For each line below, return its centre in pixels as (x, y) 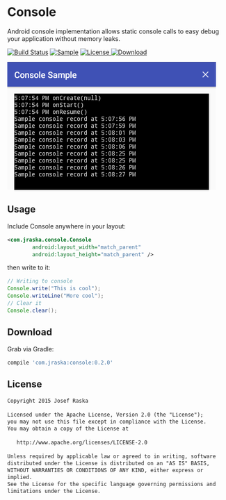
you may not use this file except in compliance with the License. (107, 422)
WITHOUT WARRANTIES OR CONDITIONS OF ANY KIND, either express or (105, 470)
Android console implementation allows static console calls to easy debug (113, 31)
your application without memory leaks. (64, 38)
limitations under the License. (54, 491)
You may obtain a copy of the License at (68, 429)
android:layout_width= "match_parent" (87, 247)
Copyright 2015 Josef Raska (48, 401)
